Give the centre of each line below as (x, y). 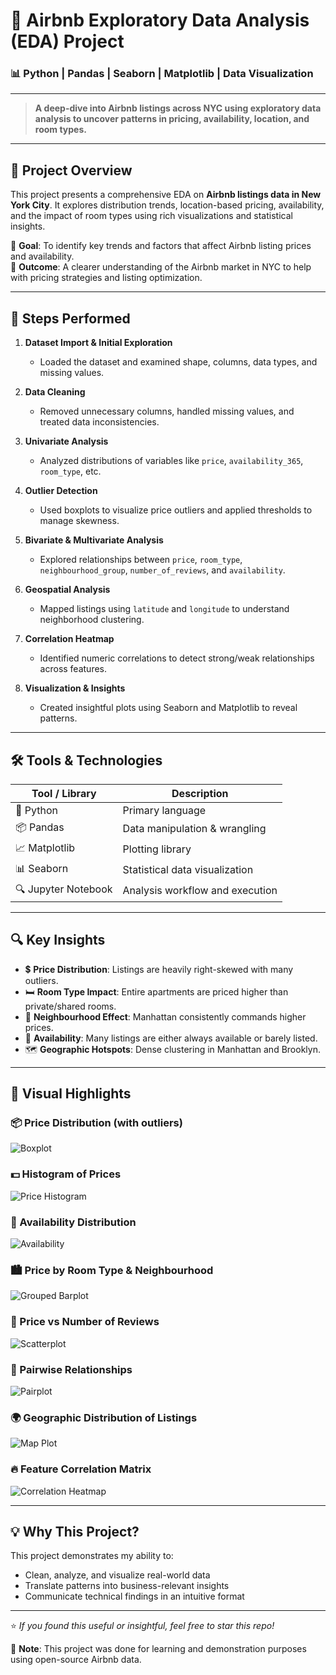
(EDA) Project (67, 41)
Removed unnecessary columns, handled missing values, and (167, 411)
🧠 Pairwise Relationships (71, 1369)
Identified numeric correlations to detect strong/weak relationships (177, 658)
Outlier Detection (61, 491)
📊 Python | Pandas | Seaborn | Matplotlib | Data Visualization (162, 74)
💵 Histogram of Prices (66, 1174)
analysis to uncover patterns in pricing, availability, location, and (172, 119)
